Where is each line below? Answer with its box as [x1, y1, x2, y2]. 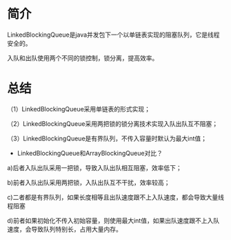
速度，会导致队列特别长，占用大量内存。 [7, 225, 122, 233]
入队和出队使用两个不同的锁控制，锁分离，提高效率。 [7, 53, 159, 62]
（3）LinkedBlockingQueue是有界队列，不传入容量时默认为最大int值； [7, 134, 208, 142]
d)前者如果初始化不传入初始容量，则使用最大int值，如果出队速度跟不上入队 [7, 216, 219, 225]
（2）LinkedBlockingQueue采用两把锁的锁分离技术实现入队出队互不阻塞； [7, 119, 219, 128]
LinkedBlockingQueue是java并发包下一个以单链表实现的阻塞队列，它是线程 [7, 30, 220, 39]
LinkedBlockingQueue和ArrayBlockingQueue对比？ [17, 149, 163, 157]
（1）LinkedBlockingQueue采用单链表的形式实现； [7, 104, 150, 113]
